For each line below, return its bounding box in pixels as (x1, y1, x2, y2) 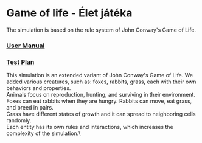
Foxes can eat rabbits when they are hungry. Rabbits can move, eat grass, (6, 97, 192, 105)
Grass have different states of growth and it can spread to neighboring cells (6, 110, 196, 118)
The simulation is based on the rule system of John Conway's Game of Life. (6, 26, 197, 33)
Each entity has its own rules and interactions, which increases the (6, 124, 173, 131)
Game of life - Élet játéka (6, 6, 133, 20)
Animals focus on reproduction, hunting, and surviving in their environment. (6, 91, 196, 99)
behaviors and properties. (6, 85, 71, 92)
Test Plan (6, 58, 35, 66)
